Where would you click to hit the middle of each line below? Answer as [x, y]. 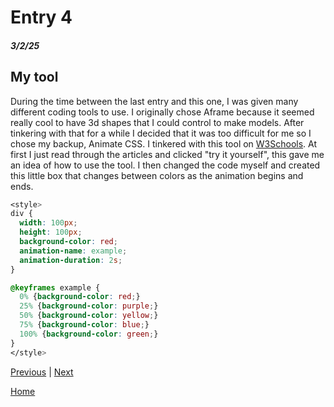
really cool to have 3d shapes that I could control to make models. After [157, 122]
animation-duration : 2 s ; [71, 260]
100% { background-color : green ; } [89, 334]
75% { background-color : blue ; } [84, 325]
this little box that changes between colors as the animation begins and [157, 175]
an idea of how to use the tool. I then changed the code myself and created [165, 165]
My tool [34, 77]
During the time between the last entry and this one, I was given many [154, 101]
